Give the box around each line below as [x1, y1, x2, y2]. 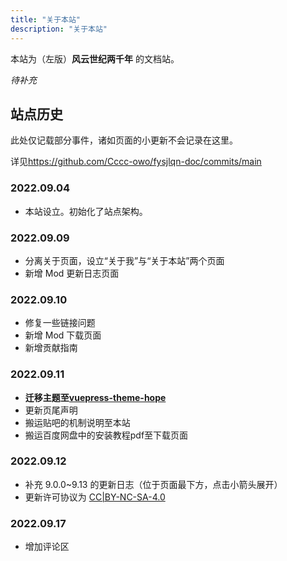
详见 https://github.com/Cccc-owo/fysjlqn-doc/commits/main [10, 156, 262, 168]
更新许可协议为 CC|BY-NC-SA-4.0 [24, 491, 166, 503]
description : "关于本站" [10, 24, 108, 34]
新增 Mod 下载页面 [24, 329, 102, 341]
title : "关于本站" [10, 14, 82, 25]
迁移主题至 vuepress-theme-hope [24, 391, 167, 403]
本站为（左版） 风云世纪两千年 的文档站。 [10, 52, 180, 65]
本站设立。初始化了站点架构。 [24, 205, 148, 217]
